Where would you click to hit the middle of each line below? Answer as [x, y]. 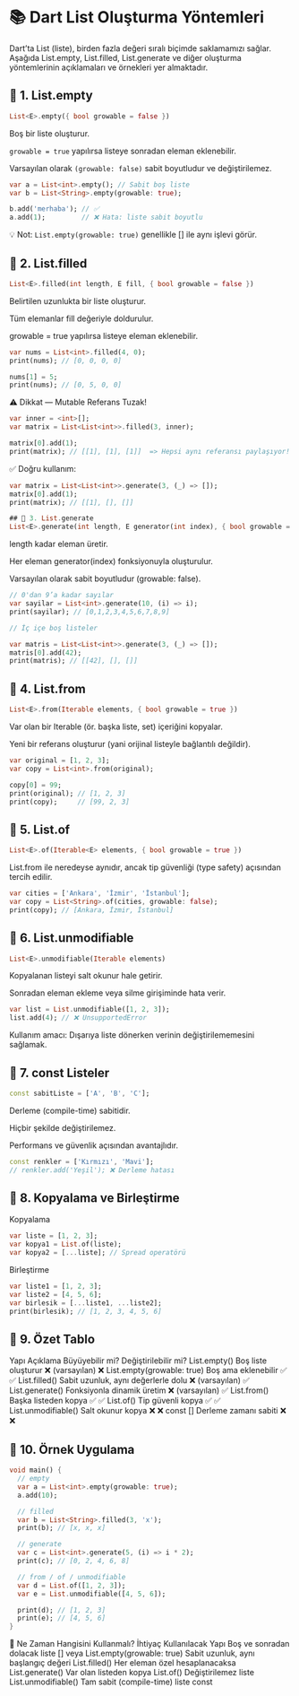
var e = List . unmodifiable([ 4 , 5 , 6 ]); [92, 1594]
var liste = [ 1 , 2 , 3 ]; [54, 1236]
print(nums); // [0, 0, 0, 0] [66, 361]
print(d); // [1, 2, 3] [61, 1610]
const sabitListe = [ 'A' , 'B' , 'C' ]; [80, 1093]
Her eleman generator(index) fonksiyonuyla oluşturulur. [111, 561]
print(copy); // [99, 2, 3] [69, 802]
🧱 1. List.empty [51, 96]
